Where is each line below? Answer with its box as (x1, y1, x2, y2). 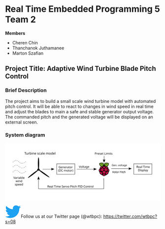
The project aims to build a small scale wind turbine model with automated (5, 98, 156, 104)
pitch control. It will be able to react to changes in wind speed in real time (5, 103, 154, 109)
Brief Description (5, 87, 47, 94)
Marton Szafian (12, 50, 44, 56)
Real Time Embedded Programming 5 (5, 3, 160, 15)
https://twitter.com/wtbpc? (103, 213, 158, 220)
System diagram (5, 131, 45, 138)
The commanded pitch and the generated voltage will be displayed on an (5, 114, 154, 120)
